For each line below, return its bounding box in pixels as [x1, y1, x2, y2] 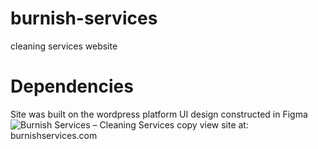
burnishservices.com [10, 129, 98, 141]
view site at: [199, 118, 249, 131]
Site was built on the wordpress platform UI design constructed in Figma [10, 108, 308, 120]
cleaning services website [10, 40, 118, 52]
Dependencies [10, 75, 134, 98]
